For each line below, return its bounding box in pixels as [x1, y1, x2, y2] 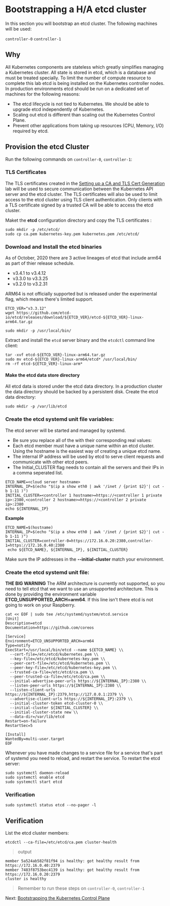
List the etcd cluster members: [5, 830, 70, 836]
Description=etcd [5, 621, 42, 626]
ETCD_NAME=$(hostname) [5, 525, 53, 530]
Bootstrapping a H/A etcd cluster [5, 4, 147, 15]
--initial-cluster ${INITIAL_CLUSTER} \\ [10, 705, 99, 710]
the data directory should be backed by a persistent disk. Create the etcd [5, 389, 158, 395]
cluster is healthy [5, 876, 47, 882]
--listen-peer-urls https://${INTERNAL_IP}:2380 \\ [10, 683, 122, 688]
